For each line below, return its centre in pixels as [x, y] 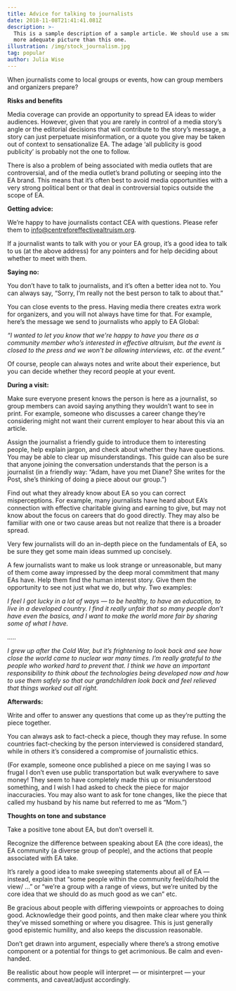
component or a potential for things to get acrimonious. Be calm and [106, 951]
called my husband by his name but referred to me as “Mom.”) [97, 802]
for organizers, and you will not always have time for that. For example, [110, 314]
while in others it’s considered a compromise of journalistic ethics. [103, 751]
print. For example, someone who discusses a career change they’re [106, 413]
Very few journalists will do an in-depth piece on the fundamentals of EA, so [117, 544]
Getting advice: [31, 209]
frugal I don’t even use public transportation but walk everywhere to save [113, 772]
